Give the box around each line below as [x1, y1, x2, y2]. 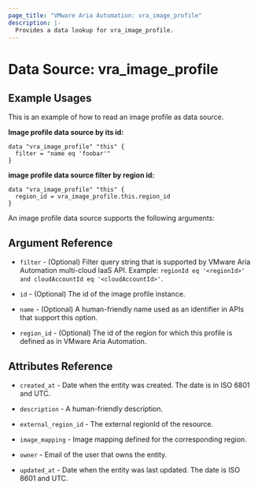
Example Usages [8, 91, 92, 105]
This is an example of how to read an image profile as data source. [8, 112, 224, 122]
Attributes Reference [8, 360, 113, 373]
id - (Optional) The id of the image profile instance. [19, 289, 186, 299]
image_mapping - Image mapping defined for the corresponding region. [19, 435, 248, 444]
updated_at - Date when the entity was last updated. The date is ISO [19, 465, 241, 474]
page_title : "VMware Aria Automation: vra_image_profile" [8, 11, 202, 20]
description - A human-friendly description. [19, 404, 164, 413]
